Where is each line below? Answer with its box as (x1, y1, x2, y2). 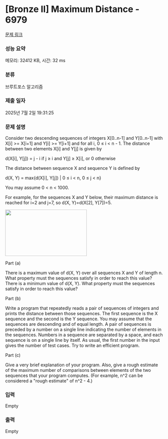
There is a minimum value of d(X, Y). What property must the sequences (5, 281, 155, 287)
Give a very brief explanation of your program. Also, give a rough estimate (5, 362, 158, 368)
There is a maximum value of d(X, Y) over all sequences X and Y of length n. (5, 270, 163, 276)
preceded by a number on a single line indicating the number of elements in (5, 327, 161, 333)
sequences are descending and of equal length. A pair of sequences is (5, 321, 151, 327)
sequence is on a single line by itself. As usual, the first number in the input (5, 337, 160, 343)
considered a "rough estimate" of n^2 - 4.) (5, 378, 93, 384)
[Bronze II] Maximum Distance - (5, 4, 139, 15)
